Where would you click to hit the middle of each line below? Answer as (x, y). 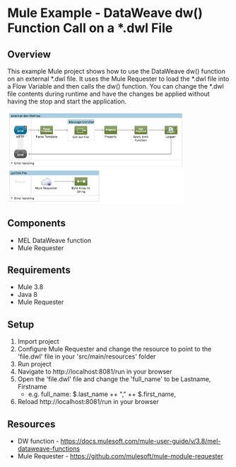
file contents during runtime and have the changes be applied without (108, 94)
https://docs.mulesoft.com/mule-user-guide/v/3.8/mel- (141, 441)
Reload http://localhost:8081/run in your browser (88, 402)
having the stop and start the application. (67, 101)
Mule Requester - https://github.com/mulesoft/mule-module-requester (120, 456)
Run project (34, 364)
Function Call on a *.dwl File (90, 28)
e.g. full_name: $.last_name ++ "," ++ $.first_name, (102, 394)
